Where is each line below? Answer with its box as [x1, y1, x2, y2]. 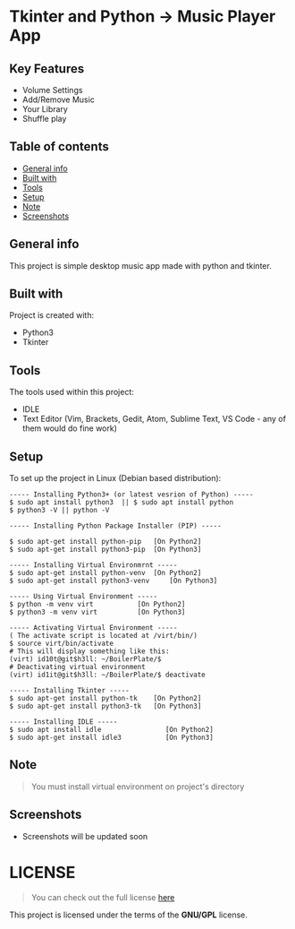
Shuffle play [21, 114, 67, 124]
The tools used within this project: [9, 387, 134, 398]
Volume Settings [21, 85, 83, 95]
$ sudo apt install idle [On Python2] [9, 726, 215, 735]
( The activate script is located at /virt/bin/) [9, 632, 198, 641]
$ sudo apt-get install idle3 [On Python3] [9, 733, 215, 743]
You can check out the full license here [30, 891, 175, 902]
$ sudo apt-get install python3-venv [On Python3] [9, 576, 218, 586]
